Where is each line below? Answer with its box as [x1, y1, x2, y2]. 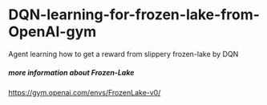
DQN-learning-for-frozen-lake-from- [8, 6, 261, 24]
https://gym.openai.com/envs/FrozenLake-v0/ [8, 87, 161, 97]
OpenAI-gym [8, 22, 97, 41]
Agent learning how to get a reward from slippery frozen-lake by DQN [8, 49, 239, 59]
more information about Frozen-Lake [8, 67, 135, 77]
